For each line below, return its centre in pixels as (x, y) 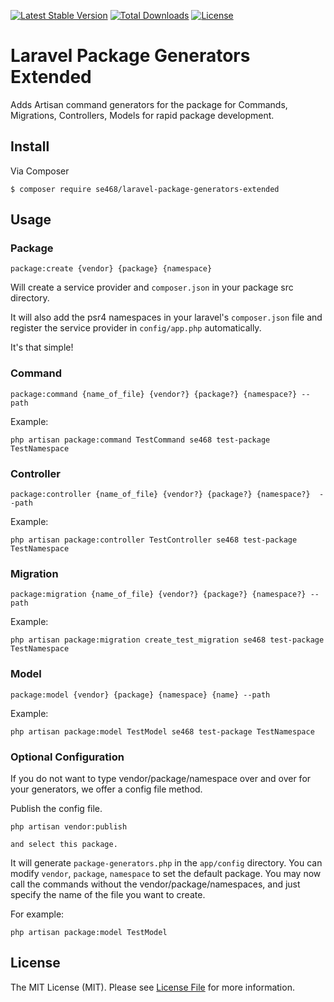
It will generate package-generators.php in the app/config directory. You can (166, 862)
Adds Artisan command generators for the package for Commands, (149, 104)
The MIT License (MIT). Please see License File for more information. (152, 987)
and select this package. (64, 844)
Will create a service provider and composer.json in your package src (152, 287)
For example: (37, 914)
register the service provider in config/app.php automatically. (136, 328)
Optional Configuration (67, 757)
